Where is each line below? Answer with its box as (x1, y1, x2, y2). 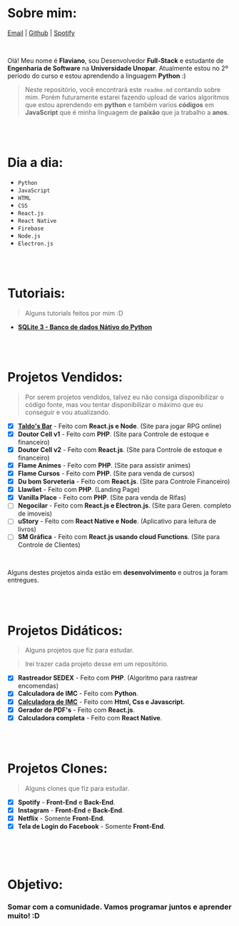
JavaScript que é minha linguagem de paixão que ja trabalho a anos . (24, 108, 230, 116)
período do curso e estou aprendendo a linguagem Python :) (7, 71, 187, 80)
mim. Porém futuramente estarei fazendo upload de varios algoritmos (24, 93, 230, 101)
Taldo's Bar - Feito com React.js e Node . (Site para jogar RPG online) (17, 421, 222, 430)
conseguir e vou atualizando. (24, 408, 111, 416)
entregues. (7, 576, 39, 585)
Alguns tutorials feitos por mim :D (24, 308, 123, 317)
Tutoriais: (7, 286, 66, 301)
